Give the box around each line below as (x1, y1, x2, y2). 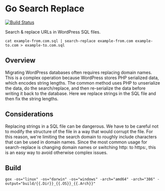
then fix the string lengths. (5, 95, 59, 101)
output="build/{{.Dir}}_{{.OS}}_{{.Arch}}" (5, 181, 96, 186)
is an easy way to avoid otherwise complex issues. (5, 149, 108, 155)
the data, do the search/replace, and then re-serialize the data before (5, 85, 146, 91)
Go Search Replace (5, 3, 85, 14)
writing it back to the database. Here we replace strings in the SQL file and (5, 90, 156, 96)
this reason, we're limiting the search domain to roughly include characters (5, 134, 157, 140)
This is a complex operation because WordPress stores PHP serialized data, (5, 75, 159, 81)
